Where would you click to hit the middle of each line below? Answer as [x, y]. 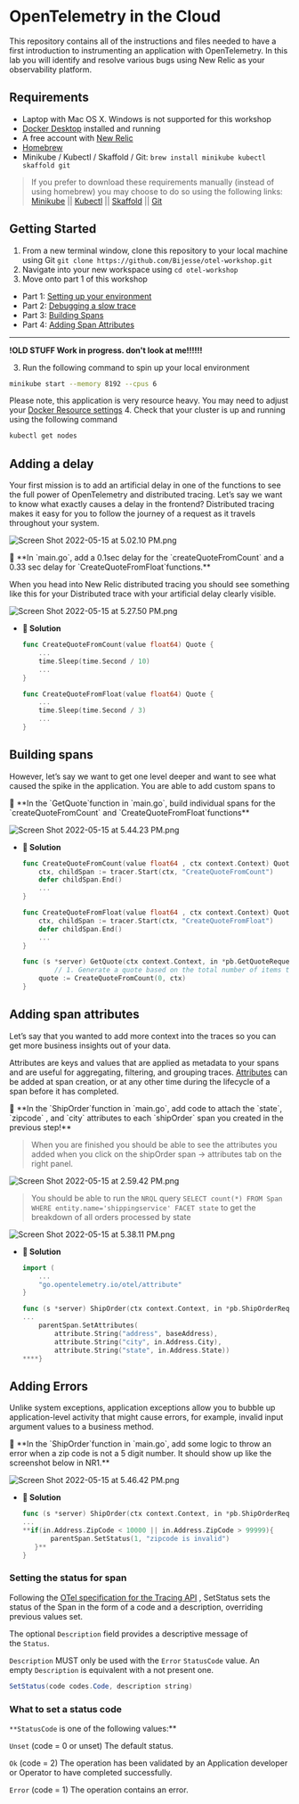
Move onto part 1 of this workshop [85, 279]
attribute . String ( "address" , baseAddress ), [136, 1333]
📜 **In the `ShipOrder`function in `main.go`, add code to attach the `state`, [146, 1108]
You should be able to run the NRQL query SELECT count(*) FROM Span [157, 1198]
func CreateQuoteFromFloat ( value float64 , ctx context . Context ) [145, 913]
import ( [38, 1267]
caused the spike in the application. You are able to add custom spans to [142, 785]
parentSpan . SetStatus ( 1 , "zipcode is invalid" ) [140, 1538]
